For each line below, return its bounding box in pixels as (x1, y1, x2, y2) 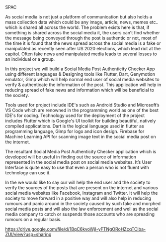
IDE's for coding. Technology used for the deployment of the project (5, 113, 145, 119)
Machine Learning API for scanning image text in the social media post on (5, 134, 156, 139)
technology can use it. (5, 170, 51, 176)
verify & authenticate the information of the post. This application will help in (5, 82, 162, 88)
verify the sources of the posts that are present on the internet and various (5, 185, 158, 191)
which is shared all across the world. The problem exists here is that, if (5, 24, 150, 30)
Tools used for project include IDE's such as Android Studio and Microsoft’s (5, 102, 160, 108)
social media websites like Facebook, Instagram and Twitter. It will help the (5, 190, 158, 196)
